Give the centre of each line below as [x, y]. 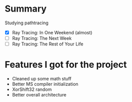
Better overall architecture [39, 95]
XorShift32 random [32, 89]
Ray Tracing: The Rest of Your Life [48, 44]
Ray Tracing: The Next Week [42, 38]
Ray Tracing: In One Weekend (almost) [52, 32]
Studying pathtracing [27, 23]
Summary [26, 9]
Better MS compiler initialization [45, 84]
